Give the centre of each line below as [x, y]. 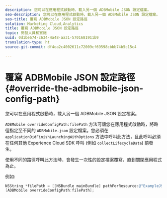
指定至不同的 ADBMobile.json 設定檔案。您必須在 [59, 130]
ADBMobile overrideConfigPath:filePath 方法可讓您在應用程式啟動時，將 [80, 124]
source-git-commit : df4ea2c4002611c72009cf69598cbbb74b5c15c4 [71, 47]
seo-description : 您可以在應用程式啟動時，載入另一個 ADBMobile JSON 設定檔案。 [83, 14]
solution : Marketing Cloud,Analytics [44, 24]
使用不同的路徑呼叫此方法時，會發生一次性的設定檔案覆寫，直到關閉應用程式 [83, 160]
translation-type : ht [28, 42]
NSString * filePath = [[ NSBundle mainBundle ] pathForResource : [72, 186]
